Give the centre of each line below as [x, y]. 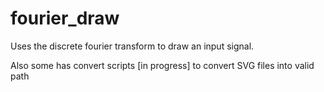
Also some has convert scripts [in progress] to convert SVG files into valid [162, 65]
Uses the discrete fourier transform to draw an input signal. [132, 46]
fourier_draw [65, 18]
